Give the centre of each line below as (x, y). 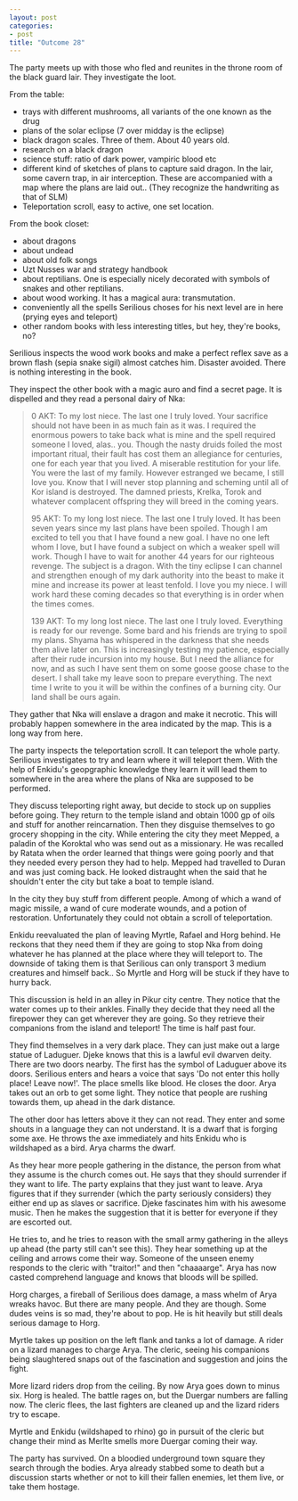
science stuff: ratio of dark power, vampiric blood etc (119, 159)
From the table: (37, 95)
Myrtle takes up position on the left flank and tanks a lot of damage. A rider (147, 1340)
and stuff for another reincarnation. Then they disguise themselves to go (142, 825)
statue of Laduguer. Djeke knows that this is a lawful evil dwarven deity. (141, 1055)
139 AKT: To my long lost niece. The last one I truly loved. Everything (157, 622)
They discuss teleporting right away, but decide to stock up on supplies (140, 806)
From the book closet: (49, 224)
